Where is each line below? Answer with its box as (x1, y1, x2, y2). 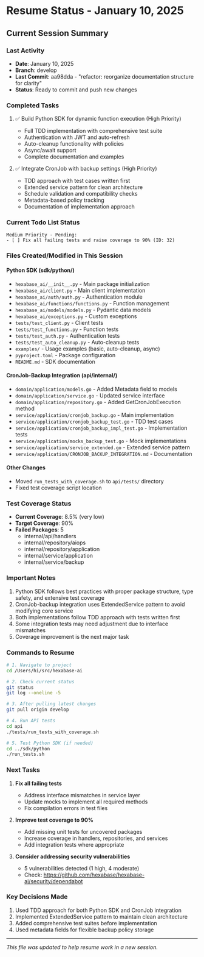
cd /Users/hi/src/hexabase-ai (6, 667, 83, 674)
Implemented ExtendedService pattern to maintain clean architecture (15, 913, 188, 920)
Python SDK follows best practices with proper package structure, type (15, 588, 194, 595)
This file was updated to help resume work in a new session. (6, 943, 158, 951)
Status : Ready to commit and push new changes (15, 86, 138, 93)
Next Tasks (6, 766, 41, 774)
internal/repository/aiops (24, 539, 86, 546)
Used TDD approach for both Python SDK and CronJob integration (15, 906, 182, 914)
